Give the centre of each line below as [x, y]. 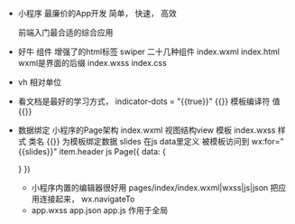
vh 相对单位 [39, 82]
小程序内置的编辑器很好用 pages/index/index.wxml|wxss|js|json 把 [155, 187]
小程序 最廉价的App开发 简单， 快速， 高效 [97, 13]
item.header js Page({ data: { [113, 151]
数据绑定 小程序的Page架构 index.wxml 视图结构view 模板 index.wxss [147, 130]
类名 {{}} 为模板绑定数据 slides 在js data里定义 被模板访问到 [139, 141]
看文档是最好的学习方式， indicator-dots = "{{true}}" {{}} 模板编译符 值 [149, 101]
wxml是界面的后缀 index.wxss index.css [92, 63]
